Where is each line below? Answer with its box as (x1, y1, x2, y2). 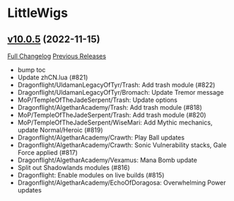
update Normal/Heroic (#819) (17, 126, 104, 134)
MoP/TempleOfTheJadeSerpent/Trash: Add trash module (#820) (17, 111, 206, 119)
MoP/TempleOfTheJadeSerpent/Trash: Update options (17, 96, 178, 104)
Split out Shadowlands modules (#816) (17, 163, 131, 171)
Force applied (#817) (17, 149, 78, 156)
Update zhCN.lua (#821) (17, 73, 88, 81)
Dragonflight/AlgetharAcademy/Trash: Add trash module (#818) (17, 103, 203, 111)
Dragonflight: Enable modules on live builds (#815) (17, 171, 165, 179)
